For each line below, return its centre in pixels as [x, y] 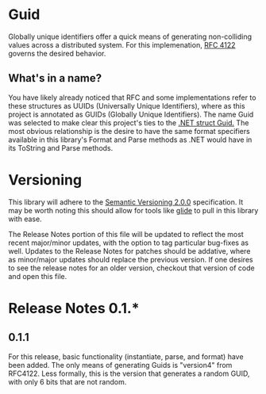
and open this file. [38, 276]
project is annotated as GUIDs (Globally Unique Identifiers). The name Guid [131, 114]
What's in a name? [55, 78]
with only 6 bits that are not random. [67, 381]
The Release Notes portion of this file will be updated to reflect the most [126, 234]
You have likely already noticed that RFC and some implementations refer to [132, 98]
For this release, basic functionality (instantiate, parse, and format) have [126, 356]
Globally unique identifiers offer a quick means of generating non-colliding [130, 36]
